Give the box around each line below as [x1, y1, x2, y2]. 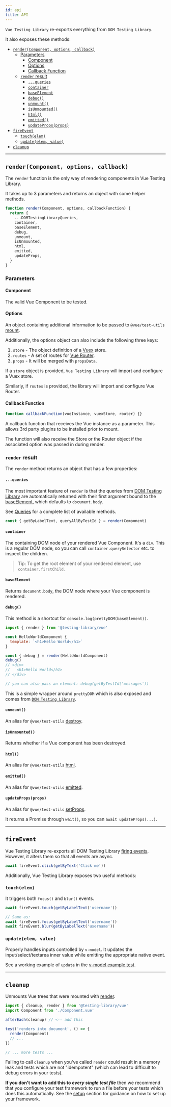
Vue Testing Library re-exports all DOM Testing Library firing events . [5, 847, 149, 854]
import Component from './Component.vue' [5, 1008, 95, 1013]
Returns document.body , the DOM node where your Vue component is [5, 587, 150, 594]
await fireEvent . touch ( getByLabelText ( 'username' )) [5, 905, 117, 910]
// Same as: [5, 914, 31, 919]
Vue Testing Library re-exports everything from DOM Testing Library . [5, 26, 153, 32]
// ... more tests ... [5, 1050, 53, 1055]
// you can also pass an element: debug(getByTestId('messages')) [5, 681, 149, 686]
